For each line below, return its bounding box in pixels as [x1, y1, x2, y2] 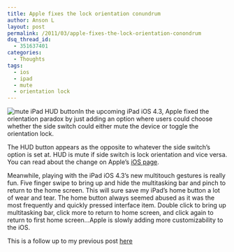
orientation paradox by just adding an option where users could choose [7, 114, 213, 123]
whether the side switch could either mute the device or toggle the [7, 122, 199, 131]
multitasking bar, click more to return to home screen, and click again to [7, 209, 214, 217]
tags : [7, 62, 23, 69]
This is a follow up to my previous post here [7, 237, 133, 245]
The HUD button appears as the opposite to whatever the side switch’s [7, 143, 211, 151]
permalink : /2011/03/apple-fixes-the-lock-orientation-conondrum [7, 29, 201, 37]
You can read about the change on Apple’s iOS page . [7, 158, 159, 166]
